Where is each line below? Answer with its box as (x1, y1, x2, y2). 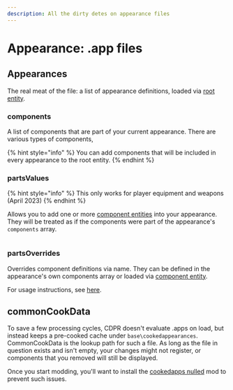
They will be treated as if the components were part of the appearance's (7, 217, 216, 226)
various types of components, (7, 134, 93, 143)
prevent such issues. (7, 375, 67, 383)
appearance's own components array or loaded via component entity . (7, 272, 208, 280)
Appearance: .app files (7, 40, 143, 56)
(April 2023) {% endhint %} (7, 196, 86, 205)
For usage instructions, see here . (7, 285, 103, 294)
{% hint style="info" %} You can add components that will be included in (7, 148, 216, 157)
